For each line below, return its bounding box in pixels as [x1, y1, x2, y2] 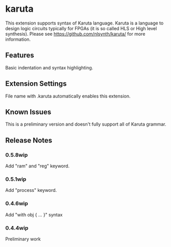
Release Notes [5, 136, 53, 144]
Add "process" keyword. [5, 187, 57, 193]
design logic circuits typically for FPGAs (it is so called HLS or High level [5, 25, 157, 31]
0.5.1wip [5, 176, 27, 183]
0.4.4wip [5, 224, 29, 231]
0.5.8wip [5, 151, 28, 158]
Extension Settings [5, 80, 67, 88]
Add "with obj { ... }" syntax [5, 211, 63, 217]
